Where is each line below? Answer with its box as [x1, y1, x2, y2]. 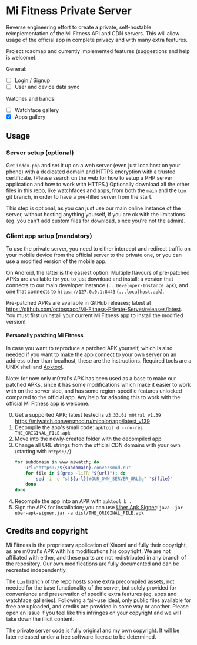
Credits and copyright [6, 526, 88, 536]
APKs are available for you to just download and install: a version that [6, 275, 173, 282]
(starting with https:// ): [14, 448, 74, 455]
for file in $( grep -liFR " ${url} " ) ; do [25, 470, 126, 476]
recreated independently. [6, 567, 68, 574]
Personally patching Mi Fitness [6, 331, 84, 338]
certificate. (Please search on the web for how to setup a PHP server [6, 174, 173, 181]
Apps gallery [14, 113, 46, 120]
